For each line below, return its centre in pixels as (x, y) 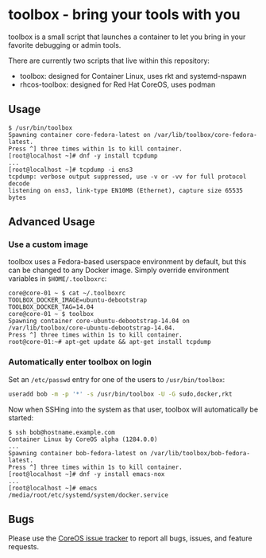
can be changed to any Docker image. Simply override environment (119, 270)
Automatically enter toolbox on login (80, 362)
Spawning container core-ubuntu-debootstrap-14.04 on (99, 321)
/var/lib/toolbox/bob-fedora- (200, 453)
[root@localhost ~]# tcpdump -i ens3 (71, 170)
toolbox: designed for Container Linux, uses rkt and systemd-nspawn (133, 76)
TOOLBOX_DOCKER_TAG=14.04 (51, 307)
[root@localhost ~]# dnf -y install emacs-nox (87, 474)
